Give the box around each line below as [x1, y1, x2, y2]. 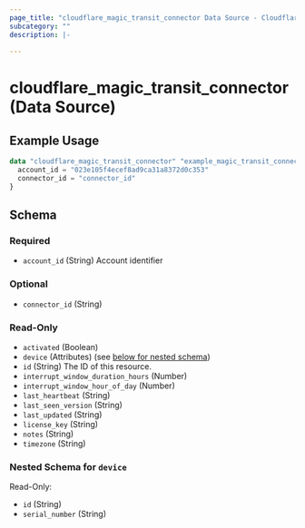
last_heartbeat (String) [22, 390, 111, 401]
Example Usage [9, 132, 100, 148]
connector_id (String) [22, 298, 103, 309]
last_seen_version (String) [22, 400, 123, 411]
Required [9, 235, 51, 248]
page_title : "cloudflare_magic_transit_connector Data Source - [9, 13, 258, 23]
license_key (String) [22, 419, 98, 430]
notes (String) [22, 428, 74, 440]
